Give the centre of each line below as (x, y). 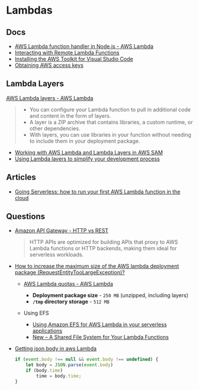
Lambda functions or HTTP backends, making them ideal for (103, 249)
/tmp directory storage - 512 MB (71, 302)
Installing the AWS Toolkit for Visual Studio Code (74, 59)
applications (47, 331)
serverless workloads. (57, 254)
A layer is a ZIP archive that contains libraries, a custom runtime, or (111, 122)
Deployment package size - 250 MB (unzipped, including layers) (110, 295)
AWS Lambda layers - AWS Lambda (50, 98)
